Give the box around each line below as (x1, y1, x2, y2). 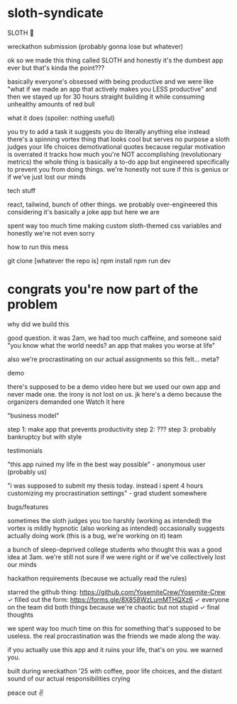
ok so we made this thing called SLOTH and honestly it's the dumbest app (7, 55, 224, 65)
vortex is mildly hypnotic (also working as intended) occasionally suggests (7, 524, 225, 532)
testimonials (7, 446, 43, 455)
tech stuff (7, 186, 35, 194)
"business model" (7, 411, 60, 419)
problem (7, 297, 58, 313)
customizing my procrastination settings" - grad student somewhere (7, 488, 207, 497)
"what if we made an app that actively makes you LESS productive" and (7, 84, 217, 93)
